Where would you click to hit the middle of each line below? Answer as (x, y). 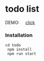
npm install (20, 50)
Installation (19, 35)
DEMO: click (20, 22)
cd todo (13, 45)
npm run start (22, 54)
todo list (22, 9)
